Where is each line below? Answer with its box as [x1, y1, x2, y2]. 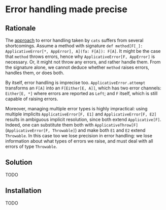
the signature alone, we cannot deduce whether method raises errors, [5, 65, 150, 70]
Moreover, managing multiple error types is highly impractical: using [5, 106, 148, 111]
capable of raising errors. [5, 96, 58, 102]
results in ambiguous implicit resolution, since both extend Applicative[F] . [5, 116, 161, 123]
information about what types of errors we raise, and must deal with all [5, 138, 153, 144]
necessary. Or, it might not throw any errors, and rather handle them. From [5, 59, 161, 65]
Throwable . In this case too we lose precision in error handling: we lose [5, 133, 152, 138]
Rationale [5, 24, 36, 33]
